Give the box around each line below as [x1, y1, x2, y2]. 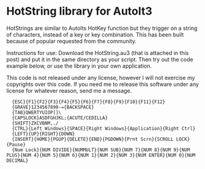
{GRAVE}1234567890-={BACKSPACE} [12, 104, 95, 110]
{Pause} [6, 142, 26, 148]
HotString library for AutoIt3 [6, 4, 153, 18]
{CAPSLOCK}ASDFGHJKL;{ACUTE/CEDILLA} [12, 115, 108, 121]
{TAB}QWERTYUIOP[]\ [12, 109, 62, 115]
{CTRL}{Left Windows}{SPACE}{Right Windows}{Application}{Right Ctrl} [12, 125, 196, 132]
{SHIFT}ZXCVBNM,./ [12, 120, 59, 126]
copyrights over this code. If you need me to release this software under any [6, 81, 199, 88]
